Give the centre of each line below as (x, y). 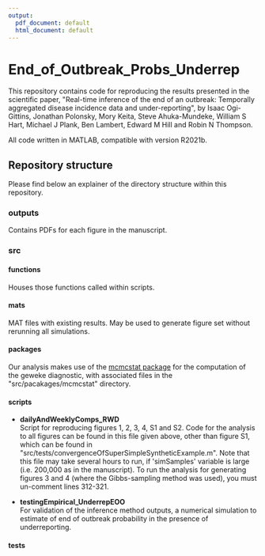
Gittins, (20, 116)
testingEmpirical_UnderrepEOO (72, 502)
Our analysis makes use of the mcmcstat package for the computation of (127, 367)
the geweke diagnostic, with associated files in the (90, 375)
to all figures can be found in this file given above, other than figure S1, (135, 437)
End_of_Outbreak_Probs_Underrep (124, 69)
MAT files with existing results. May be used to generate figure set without (129, 323)
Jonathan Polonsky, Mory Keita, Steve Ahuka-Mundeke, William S (140, 116)
